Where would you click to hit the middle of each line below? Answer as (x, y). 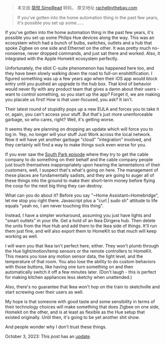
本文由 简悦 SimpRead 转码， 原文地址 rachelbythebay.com (77, 8)
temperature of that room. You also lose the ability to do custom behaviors (81, 261)
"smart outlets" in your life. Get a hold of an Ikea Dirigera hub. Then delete (80, 221)
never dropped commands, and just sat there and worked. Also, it (94, 53)
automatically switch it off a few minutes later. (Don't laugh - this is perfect (81, 272)
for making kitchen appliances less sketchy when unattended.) (68, 277)
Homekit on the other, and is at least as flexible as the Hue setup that (75, 312)
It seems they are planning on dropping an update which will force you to (79, 129)
